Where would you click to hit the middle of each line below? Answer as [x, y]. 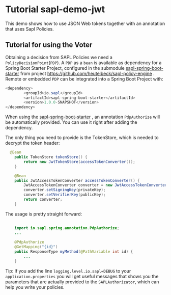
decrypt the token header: [33, 143]
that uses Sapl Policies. [30, 29]
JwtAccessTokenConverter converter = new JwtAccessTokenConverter [95, 185]
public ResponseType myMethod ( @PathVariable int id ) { [74, 252]
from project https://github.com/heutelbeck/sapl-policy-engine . [87, 73]
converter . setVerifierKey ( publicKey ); [65, 195]
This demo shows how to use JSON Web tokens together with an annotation [85, 23]
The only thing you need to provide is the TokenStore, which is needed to [82, 138]
